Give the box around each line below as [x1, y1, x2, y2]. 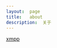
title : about [6, 14, 43, 20]
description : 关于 [6, 19, 52, 25]
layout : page [6, 8, 41, 15]
